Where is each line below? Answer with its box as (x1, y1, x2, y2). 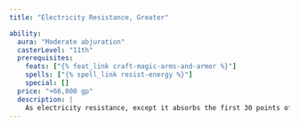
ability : (9, 28, 42, 38)
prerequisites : (17, 54, 74, 63)
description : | (17, 95, 74, 104)
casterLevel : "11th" (17, 45, 93, 54)
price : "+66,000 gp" (17, 86, 93, 96)
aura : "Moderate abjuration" (17, 37, 125, 46)
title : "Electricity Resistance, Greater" (9, 12, 169, 22)
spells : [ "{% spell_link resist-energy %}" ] (25, 70, 193, 80)
